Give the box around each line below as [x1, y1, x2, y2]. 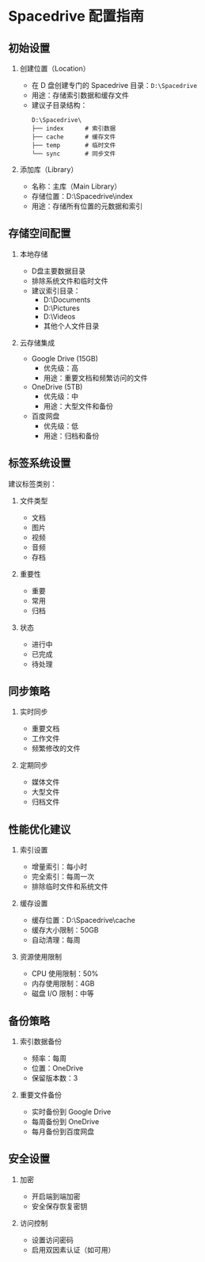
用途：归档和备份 [43, 431, 100, 440]
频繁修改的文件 [31, 744, 81, 753]
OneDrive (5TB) [31, 382, 83, 391]
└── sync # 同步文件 [31, 150, 116, 158]
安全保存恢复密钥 [31, 1201, 88, 1211]
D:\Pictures [43, 303, 81, 313]
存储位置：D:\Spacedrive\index [31, 192, 133, 200]
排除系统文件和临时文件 [31, 276, 108, 285]
